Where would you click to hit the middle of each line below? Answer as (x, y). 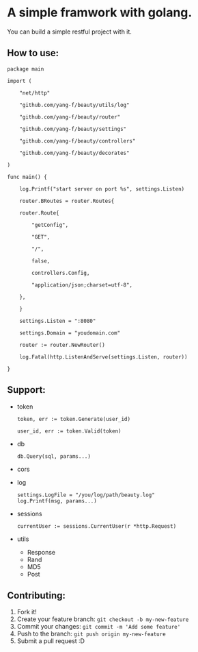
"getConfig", (50, 225)
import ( (19, 81)
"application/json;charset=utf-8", (82, 285)
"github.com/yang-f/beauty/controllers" (77, 141)
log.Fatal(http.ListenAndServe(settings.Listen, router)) (103, 357)
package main (26, 69)
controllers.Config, (61, 273)
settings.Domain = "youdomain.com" (70, 333)
